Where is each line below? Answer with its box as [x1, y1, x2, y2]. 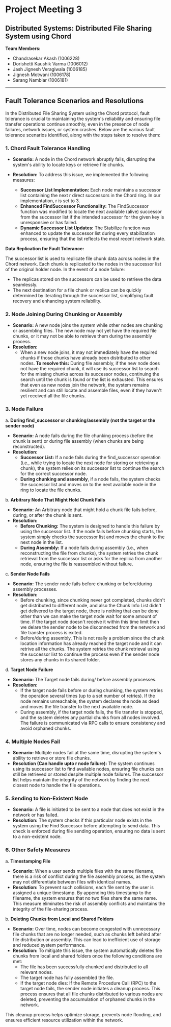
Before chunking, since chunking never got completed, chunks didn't [20, 596, 165, 603]
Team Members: [5, 45, 41, 52]
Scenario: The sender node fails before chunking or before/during [12, 581, 152, 587]
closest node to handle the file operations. [12, 782, 101, 788]
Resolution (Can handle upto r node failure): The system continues [12, 760, 155, 767]
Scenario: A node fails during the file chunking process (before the [12, 433, 154, 439]
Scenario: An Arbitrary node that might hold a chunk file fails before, [12, 507, 157, 513]
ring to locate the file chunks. [20, 487, 82, 493]
